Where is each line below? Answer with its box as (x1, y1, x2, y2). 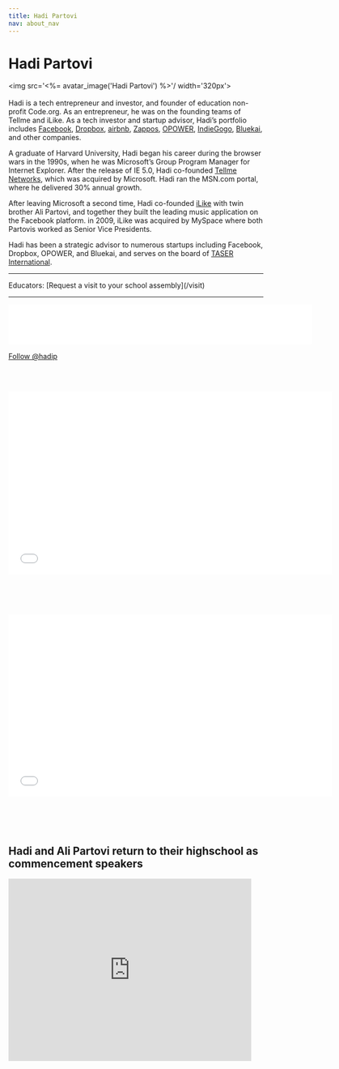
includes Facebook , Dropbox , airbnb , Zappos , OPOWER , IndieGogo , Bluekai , (8, 124, 263, 134)
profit (8, 107, 27, 117)
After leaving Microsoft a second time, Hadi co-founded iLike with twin (8, 199, 244, 208)
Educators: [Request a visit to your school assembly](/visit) (8, 280, 206, 290)
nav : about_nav (8, 19, 60, 28)
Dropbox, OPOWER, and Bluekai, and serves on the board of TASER (8, 249, 234, 259)
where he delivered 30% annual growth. (8, 183, 142, 193)
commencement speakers (8, 857, 143, 870)
